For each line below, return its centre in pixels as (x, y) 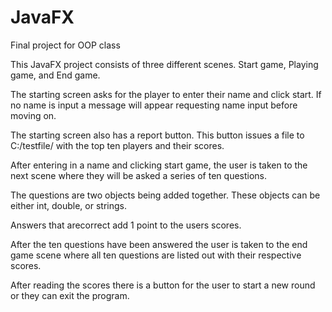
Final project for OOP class (65, 45)
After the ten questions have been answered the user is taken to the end (159, 244)
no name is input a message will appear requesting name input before (154, 105)
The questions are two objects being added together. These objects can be (165, 195)
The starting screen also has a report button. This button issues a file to (157, 135)
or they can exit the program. (70, 295)
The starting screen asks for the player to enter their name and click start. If (166, 94)
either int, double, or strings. (68, 205)
